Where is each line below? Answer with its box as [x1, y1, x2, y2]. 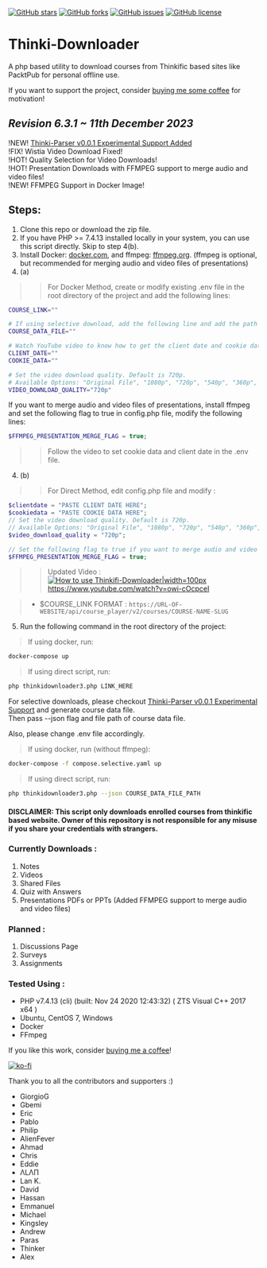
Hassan [19, 1193, 45, 1203]
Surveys [19, 950, 48, 960]
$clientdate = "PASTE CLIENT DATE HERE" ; [8, 502, 148, 510]
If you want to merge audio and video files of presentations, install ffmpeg [8, 400, 250, 409]
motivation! [8, 94, 45, 103]
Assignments [19, 959, 64, 968]
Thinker [19, 1244, 45, 1254]
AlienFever [19, 1134, 56, 1144]
